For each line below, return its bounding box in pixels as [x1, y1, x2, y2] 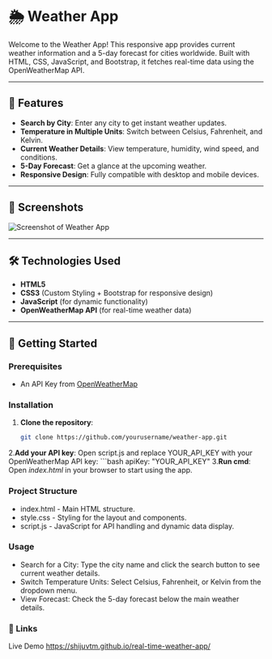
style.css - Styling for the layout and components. [19, 512, 188, 522]
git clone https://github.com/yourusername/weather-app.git [19, 433, 227, 442]
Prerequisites [8, 360, 62, 372]
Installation [8, 399, 54, 410]
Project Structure [8, 486, 78, 497]
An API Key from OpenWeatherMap [19, 379, 138, 389]
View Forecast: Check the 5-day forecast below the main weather [19, 593, 240, 604]
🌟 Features [8, 96, 64, 110]
